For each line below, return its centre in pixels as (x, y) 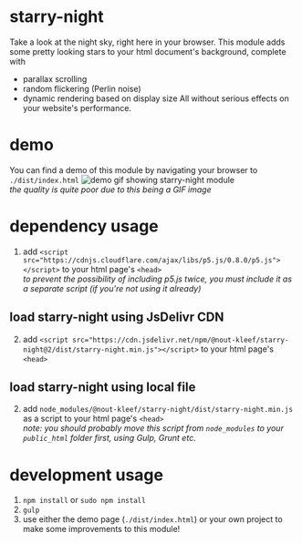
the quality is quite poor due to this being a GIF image (110, 190)
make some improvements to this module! (101, 529)
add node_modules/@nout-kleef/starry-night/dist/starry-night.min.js (158, 409)
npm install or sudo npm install (84, 500)
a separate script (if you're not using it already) (112, 288)
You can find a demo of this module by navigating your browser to (134, 169)
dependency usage (84, 226)
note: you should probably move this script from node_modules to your (153, 428)
